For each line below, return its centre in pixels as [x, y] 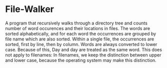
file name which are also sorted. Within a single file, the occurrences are [80, 39]
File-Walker [29, 9]
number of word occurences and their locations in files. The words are [78, 28]
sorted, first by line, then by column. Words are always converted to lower [81, 44]
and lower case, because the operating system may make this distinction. [81, 60]
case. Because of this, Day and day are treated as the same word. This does [84, 49]
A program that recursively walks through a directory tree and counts [76, 23]
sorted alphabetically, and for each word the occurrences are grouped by [81, 33]
